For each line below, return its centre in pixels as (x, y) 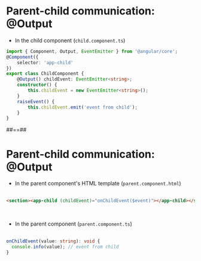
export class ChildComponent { (45, 74)
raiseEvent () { (36, 101)
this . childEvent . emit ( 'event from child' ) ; (83, 107)
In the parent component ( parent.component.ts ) (74, 224)
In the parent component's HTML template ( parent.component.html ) (98, 184)
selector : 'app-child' (45, 62)
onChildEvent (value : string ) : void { (53, 241)
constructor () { (37, 85)
